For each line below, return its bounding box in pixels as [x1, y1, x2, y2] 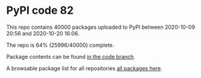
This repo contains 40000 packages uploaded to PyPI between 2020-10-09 [6, 23, 195, 31]
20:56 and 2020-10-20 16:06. [6, 29, 80, 37]
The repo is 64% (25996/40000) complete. [6, 41, 115, 49]
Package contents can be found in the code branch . [6, 53, 136, 60]
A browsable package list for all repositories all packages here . [6, 64, 163, 72]
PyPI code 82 [6, 4, 74, 17]
